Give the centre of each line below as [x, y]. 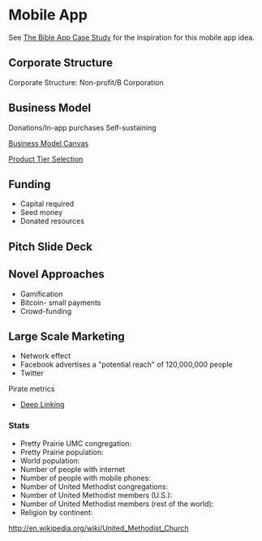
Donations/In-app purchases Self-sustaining [82, 127]
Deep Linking [42, 405]
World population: [50, 461]
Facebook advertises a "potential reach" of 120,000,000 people [126, 365]
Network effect [45, 356]
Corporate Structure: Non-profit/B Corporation [86, 82]
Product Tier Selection [46, 159]
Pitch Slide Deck [51, 246]
